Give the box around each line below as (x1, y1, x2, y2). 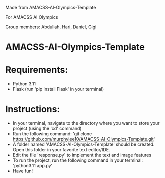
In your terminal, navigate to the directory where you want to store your (12, 120, 160, 126)
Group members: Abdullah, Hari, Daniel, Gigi (5, 24, 97, 30)
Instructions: (5, 104, 60, 115)
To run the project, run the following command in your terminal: (12, 157, 143, 163)
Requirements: (5, 64, 68, 76)
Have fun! (12, 168, 33, 174)
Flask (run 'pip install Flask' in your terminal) (12, 86, 104, 92)
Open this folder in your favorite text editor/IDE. (12, 147, 110, 153)
